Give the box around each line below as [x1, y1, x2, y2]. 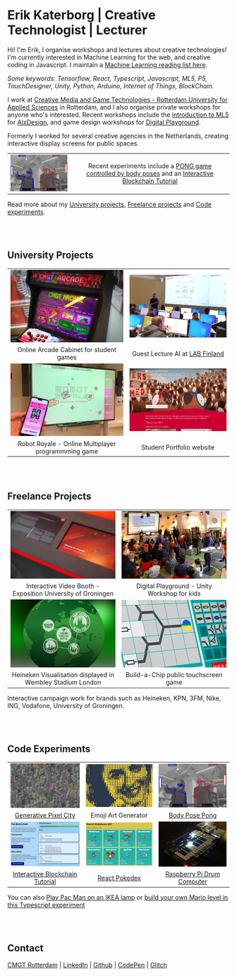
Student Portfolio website [141, 443, 215, 452]
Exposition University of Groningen [12, 589, 114, 598]
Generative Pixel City [14, 811, 75, 820]
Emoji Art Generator [90, 811, 148, 820]
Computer [178, 877, 208, 886]
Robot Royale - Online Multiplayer [17, 439, 116, 448]
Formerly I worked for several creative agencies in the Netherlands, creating [7, 131, 229, 140]
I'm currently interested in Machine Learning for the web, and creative [7, 53, 211, 61]
